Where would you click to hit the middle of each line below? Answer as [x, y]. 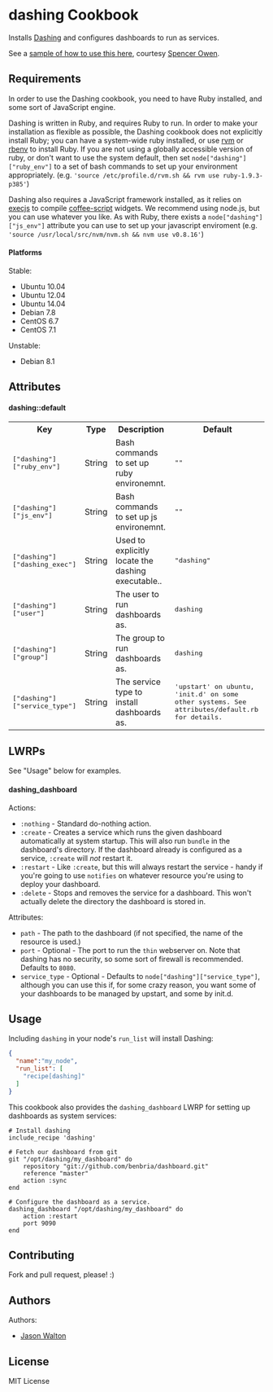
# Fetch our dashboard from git [63, 1152]
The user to [137, 594]
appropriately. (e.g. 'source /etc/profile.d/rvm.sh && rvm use [114, 175]
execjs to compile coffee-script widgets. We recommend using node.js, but [134, 208]
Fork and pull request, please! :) [62, 1275]
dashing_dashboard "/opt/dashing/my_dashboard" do [96, 1209]
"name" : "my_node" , [47, 1061]
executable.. [139, 581]
